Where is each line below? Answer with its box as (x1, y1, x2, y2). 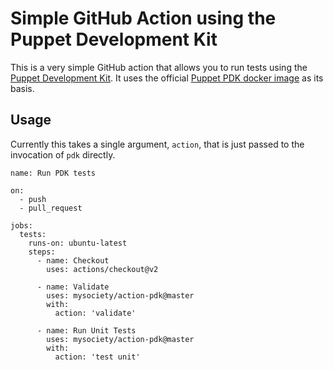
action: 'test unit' (54, 352, 141, 362)
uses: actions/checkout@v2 (46, 264, 159, 274)
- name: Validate (36, 282, 110, 292)
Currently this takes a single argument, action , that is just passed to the (10, 138, 305, 150)
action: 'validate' (54, 308, 137, 318)
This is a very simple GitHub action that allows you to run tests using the (10, 61, 308, 73)
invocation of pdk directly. (10, 148, 116, 161)
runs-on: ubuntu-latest (28, 238, 128, 248)
